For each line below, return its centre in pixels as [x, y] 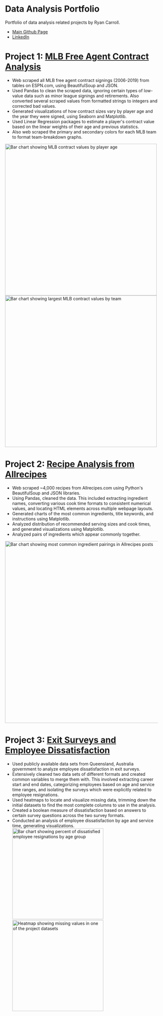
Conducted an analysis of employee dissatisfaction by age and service [83, 820]
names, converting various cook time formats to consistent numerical [81, 503]
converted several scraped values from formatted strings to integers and [85, 101]
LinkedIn [21, 37]
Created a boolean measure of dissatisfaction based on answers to [79, 810]
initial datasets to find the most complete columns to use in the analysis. [84, 805]
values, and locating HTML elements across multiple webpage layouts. [83, 508]
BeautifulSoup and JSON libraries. [46, 493]
